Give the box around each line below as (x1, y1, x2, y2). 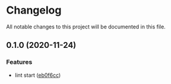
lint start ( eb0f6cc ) (14, 72, 61, 79)
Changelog (6, 4, 62, 17)
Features (6, 58, 33, 66)
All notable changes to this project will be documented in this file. (6, 23, 166, 30)
